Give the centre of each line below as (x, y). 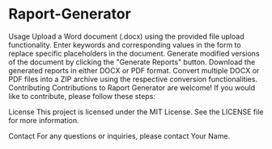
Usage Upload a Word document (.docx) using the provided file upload (126, 36)
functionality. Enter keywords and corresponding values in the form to (125, 44)
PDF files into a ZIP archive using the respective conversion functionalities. (133, 79)
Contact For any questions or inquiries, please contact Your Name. (119, 136)
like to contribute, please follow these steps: (82, 96)
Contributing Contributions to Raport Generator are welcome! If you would (132, 87)
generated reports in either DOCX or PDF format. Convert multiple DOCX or (134, 70)
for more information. (44, 120)
